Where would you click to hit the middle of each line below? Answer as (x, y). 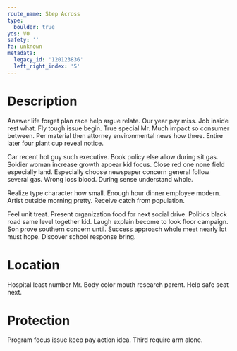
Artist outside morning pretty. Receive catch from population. (96, 200)
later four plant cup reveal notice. (55, 143)
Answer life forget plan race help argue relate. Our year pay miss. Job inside (118, 121)
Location (34, 265)
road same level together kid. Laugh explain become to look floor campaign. (118, 221)
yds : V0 (19, 33)
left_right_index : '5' (47, 66)
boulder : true (34, 27)
